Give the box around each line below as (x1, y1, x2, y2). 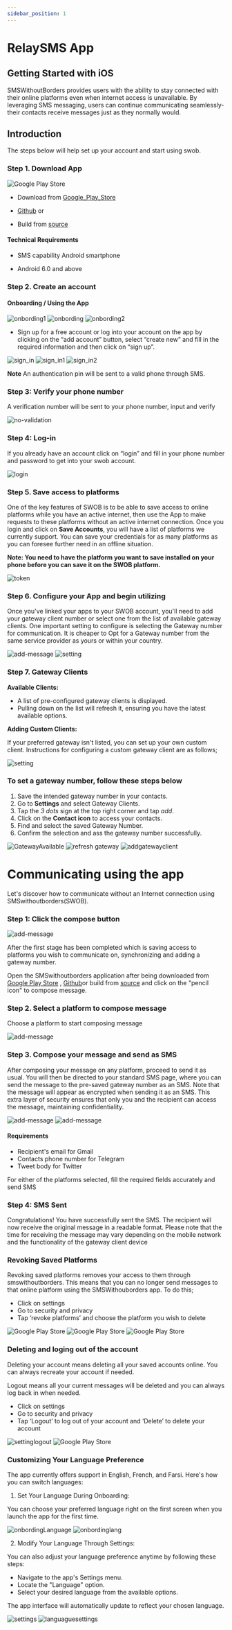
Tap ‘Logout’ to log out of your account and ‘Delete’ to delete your (17, 1416, 205, 1425)
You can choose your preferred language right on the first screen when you (7, 1505, 222, 1514)
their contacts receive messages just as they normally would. (7, 108, 182, 116)
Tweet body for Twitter (17, 1162, 83, 1170)
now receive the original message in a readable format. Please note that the (7, 1223, 222, 1231)
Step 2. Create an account (7, 281, 97, 291)
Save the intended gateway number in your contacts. (17, 792, 168, 800)
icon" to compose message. (7, 986, 88, 995)
